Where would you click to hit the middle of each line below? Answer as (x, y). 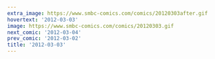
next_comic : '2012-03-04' (44, 32)
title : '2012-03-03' (37, 45)
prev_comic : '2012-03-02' (44, 39)
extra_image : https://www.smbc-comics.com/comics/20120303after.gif (107, 13)
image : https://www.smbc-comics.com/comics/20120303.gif (91, 26)
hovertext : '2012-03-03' (43, 20)
